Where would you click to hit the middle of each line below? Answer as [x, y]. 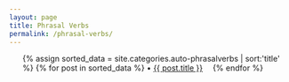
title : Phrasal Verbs [49, 26]
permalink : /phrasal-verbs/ [61, 34]
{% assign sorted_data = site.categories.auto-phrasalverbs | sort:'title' [151, 59]
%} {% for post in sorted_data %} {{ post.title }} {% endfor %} [143, 68]
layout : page [33, 17]
